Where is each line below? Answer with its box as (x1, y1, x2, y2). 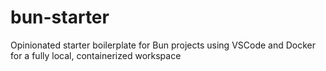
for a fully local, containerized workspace (10, 49, 182, 61)
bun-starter (10, 6, 110, 29)
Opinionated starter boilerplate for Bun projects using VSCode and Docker (10, 39, 317, 51)
